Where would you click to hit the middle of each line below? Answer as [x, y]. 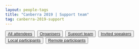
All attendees [20, 34]
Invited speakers [116, 34]
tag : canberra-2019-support [35, 19]
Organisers [50, 34]
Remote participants [67, 40]
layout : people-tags [27, 10]
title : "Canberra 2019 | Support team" [47, 14]
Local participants [24, 40]
